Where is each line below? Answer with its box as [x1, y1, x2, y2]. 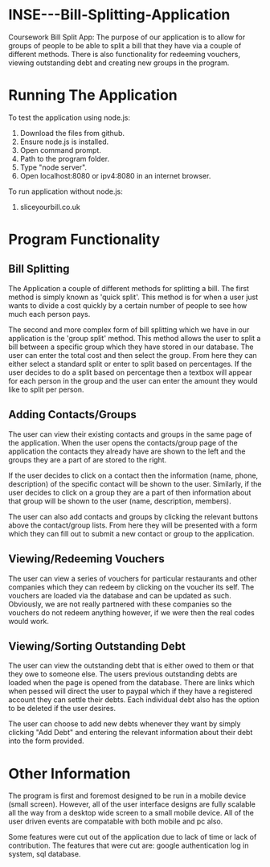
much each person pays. [8, 309, 91, 318]
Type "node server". [19, 162, 87, 172]
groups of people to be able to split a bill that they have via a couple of [8, 40, 242, 50]
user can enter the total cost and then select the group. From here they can [8, 350, 257, 360]
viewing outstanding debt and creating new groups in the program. [8, 58, 230, 68]
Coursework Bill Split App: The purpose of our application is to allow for [8, 32, 246, 42]
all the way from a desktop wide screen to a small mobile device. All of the [8, 808, 255, 818]
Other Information [8, 764, 131, 783]
